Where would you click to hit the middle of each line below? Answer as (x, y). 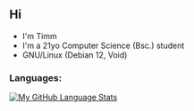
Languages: (36, 77)
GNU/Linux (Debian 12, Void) (75, 55)
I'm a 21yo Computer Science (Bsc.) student (103, 45)
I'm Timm (39, 36)
